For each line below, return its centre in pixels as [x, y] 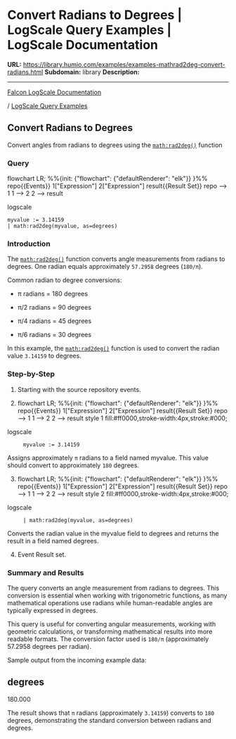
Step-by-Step [31, 374]
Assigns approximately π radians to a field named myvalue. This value [108, 457]
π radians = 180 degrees [53, 294]
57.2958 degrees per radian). [49, 646]
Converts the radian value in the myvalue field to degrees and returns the [113, 533]
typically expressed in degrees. [53, 610]
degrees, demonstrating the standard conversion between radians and [110, 720]
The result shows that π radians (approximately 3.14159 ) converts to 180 [111, 713]
